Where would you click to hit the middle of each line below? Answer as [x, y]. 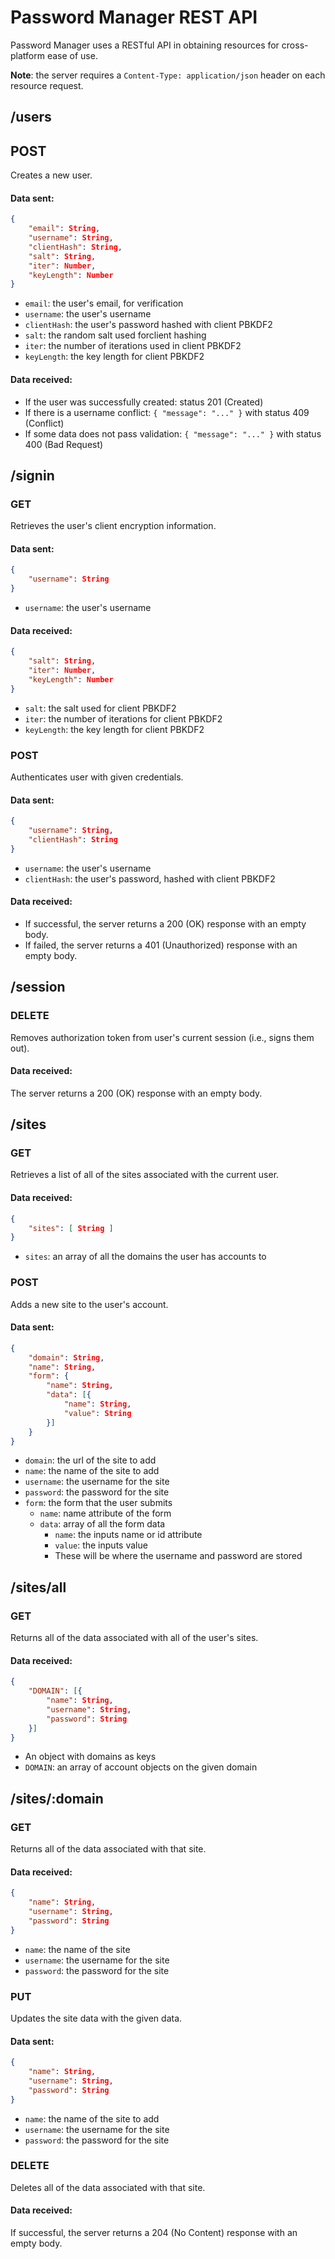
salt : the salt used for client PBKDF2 [100, 708]
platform [27, 55]
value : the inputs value [101, 1545]
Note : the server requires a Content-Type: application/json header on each [168, 75]
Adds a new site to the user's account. [89, 1304]
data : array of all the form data [102, 1524]
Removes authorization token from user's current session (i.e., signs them [162, 1037]
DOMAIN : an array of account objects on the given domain [141, 1767]
